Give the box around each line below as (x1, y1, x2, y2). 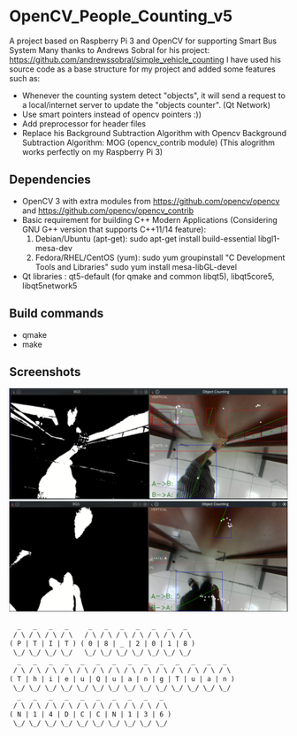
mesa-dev (34, 242, 73, 253)
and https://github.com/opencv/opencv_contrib (21, 205, 194, 216)
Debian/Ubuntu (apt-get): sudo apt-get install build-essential (34, 233, 256, 244)
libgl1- (257, 233, 280, 244)
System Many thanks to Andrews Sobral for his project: (9, 44, 210, 55)
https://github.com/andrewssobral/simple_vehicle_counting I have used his (9, 54, 281, 65)
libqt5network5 (21, 280, 78, 291)
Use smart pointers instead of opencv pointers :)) (21, 109, 202, 119)
